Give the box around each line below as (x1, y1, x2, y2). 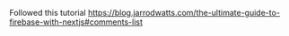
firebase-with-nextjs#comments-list (9, 17, 144, 27)
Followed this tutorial (9, 8, 87, 18)
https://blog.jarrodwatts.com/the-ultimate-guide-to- (88, 8, 281, 18)
